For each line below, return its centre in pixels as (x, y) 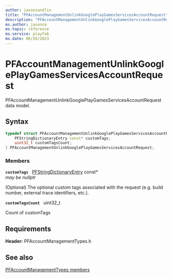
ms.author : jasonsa (26, 24)
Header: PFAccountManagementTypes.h (48, 241)
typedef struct (21, 133)
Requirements (28, 229)
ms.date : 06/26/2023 (27, 39)
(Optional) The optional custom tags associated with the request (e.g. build (84, 187)
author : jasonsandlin (28, 10)
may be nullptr (20, 177)
